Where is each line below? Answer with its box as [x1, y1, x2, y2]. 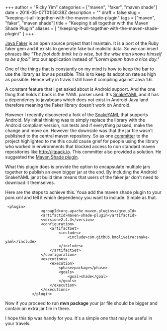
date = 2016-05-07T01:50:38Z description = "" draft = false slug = [5, 9, 141, 15]
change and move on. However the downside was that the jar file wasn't [5, 128, 153, 134]
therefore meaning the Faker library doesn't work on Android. [5, 102, 131, 108]
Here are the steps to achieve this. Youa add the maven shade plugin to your [5, 189, 162, 195]
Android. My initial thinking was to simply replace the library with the [5, 117, 145, 123]
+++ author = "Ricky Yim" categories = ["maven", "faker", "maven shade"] [5, 4, 158, 10]
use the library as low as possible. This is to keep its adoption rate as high [5, 71, 157, 77]
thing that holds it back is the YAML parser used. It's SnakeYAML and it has [5, 92, 159, 97]
